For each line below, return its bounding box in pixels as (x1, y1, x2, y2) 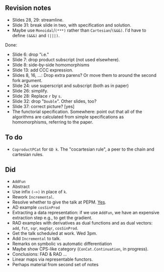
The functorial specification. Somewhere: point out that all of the (12, 109, 142, 114)
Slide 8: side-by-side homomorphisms (12, 62, 90, 68)
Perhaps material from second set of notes (12, 262, 99, 268)
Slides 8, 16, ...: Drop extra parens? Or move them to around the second (12, 72, 157, 78)
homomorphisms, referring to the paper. (12, 119, 94, 125)
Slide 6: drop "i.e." (12, 51, 49, 57)
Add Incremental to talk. (12, 236, 61, 242)
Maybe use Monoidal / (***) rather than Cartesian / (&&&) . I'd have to (12, 27, 146, 33)
